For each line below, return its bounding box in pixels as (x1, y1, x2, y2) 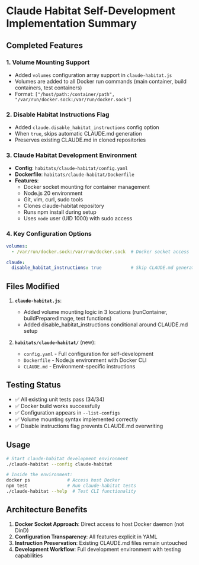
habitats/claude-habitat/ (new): (14, 339, 96, 346)
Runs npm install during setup (23, 208, 97, 216)
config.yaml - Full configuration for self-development (23, 351, 154, 358)
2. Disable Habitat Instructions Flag (6, 110, 110, 118)
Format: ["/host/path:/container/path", (14, 90, 115, 97)
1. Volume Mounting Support (6, 58, 90, 66)
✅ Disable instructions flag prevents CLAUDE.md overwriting (14, 422, 163, 429)
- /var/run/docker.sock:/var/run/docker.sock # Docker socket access (11, 249, 190, 255)
